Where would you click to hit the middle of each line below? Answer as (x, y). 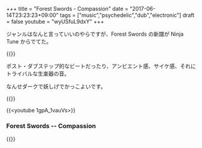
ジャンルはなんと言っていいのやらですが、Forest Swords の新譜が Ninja (95, 34)
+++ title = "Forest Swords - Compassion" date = (67, 9)
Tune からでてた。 (29, 41)
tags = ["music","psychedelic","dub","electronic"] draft (127, 15)
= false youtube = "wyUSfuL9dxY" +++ (55, 21)
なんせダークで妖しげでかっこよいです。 (56, 86)
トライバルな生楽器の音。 (38, 74)
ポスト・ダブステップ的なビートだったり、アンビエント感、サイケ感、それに (101, 66)
